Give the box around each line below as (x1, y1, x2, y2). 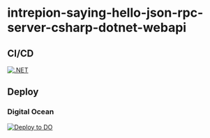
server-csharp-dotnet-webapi (7, 20, 187, 36)
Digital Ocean (7, 107, 54, 116)
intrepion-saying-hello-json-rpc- (7, 5, 204, 21)
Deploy (7, 86, 39, 98)
